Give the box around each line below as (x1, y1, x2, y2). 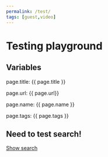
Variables (6, 63, 42, 73)
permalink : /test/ (6, 8, 51, 15)
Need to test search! (6, 129, 82, 139)
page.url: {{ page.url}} (6, 89, 60, 97)
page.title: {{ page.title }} (6, 78, 66, 85)
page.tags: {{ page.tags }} (6, 112, 69, 119)
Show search (6, 145, 38, 152)
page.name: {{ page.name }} (6, 101, 75, 108)
